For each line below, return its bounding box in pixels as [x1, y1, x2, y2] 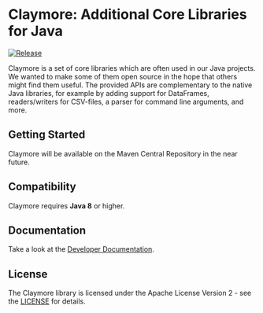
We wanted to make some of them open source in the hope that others [8, 72, 238, 81]
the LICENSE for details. [8, 296, 86, 306]
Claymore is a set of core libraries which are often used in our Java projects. [8, 63, 256, 72]
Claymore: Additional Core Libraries [8, 6, 247, 24]
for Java [8, 22, 63, 40]
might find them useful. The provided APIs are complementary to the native [8, 80, 253, 90]
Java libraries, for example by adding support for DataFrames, [8, 88, 210, 98]
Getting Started [8, 128, 86, 142]
